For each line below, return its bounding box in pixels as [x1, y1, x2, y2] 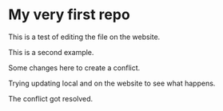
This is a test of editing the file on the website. [8, 32, 161, 42]
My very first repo [8, 6, 130, 24]
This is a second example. [8, 47, 94, 57]
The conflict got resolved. [8, 93, 94, 103]
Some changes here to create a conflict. [8, 62, 141, 73]
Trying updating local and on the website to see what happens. [8, 78, 216, 88]
